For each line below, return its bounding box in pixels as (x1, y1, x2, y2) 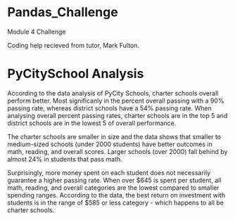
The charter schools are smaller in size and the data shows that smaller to (7, 132, 222, 141)
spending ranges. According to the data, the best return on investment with (7, 190, 226, 199)
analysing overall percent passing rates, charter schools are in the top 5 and (7, 111, 228, 119)
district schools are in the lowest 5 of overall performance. (7, 119, 177, 127)
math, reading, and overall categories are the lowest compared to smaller (7, 183, 220, 192)
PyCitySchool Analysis (7, 66, 144, 82)
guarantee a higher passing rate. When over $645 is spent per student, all (7, 176, 222, 184)
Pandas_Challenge (7, 4, 118, 20)
